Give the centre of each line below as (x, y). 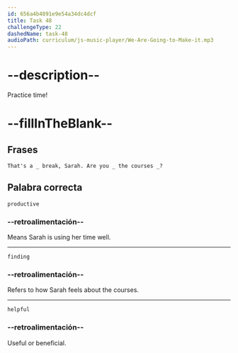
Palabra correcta (45, 187)
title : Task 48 (30, 21)
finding (19, 257)
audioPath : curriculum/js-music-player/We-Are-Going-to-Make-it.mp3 (110, 40)
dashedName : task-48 (38, 34)
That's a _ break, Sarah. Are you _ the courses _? (85, 166)
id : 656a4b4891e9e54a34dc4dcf (52, 14)
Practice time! (28, 95)
